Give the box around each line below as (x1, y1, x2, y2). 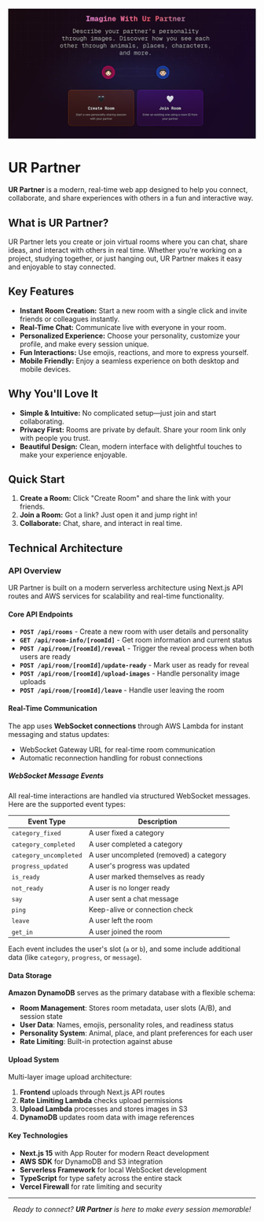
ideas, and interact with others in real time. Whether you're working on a (8, 246, 242, 255)
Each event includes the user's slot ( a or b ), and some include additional (8, 944, 241, 954)
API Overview (8, 565, 61, 576)
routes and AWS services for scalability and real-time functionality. (8, 591, 225, 601)
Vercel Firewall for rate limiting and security (19, 1182, 163, 1191)
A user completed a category (89, 839, 183, 849)
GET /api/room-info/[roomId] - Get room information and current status (19, 635, 253, 645)
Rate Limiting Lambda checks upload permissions (19, 1096, 183, 1105)
